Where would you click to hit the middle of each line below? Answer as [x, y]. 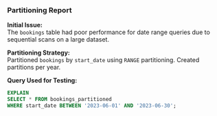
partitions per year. [34, 68]
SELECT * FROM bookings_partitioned [59, 100]
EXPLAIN [18, 93]
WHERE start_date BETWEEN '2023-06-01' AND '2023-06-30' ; [92, 106]
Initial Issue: [25, 25]
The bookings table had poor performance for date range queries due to [109, 32]
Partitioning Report [39, 10]
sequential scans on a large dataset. [58, 40]
